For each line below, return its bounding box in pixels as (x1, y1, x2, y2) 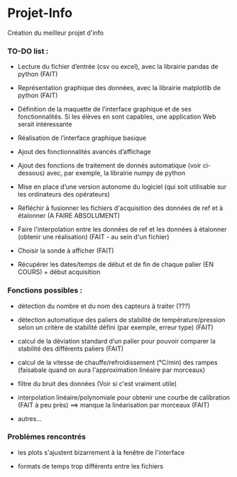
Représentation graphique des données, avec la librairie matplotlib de (17, 84, 221, 92)
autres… (17, 414, 43, 423)
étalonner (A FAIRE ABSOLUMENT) (17, 212, 121, 220)
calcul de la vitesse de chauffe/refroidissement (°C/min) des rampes (17, 358, 218, 366)
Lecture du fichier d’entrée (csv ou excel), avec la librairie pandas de (17, 62, 219, 71)
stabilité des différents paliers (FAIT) (17, 344, 124, 353)
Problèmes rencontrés (7, 432, 87, 442)
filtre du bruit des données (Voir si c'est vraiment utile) (17, 379, 177, 388)
